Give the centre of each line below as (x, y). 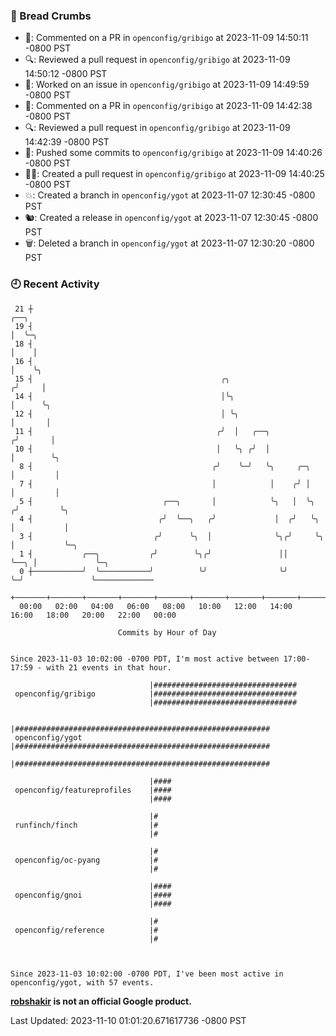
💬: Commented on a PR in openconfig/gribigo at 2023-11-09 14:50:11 (166, 38)
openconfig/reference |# (86, 930)
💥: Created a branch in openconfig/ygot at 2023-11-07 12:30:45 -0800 (170, 195)
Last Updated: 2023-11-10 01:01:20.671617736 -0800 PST (128, 1020)
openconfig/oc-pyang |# (86, 860)
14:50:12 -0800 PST (66, 74)
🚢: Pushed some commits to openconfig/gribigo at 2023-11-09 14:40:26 (173, 153)
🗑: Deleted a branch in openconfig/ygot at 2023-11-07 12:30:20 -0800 (169, 243)
